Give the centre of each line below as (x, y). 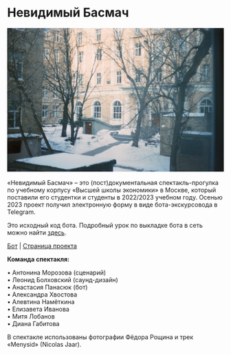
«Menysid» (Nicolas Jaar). (44, 344)
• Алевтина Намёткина (41, 301)
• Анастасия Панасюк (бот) (47, 287)
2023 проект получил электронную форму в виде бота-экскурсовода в (112, 204)
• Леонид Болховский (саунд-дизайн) (63, 279)
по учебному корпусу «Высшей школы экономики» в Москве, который (112, 190)
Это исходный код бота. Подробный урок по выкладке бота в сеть (105, 225)
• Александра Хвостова (42, 294)
